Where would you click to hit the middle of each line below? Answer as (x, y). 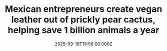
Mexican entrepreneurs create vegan (83, 9)
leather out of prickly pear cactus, (83, 20)
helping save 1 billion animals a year (83, 30)
